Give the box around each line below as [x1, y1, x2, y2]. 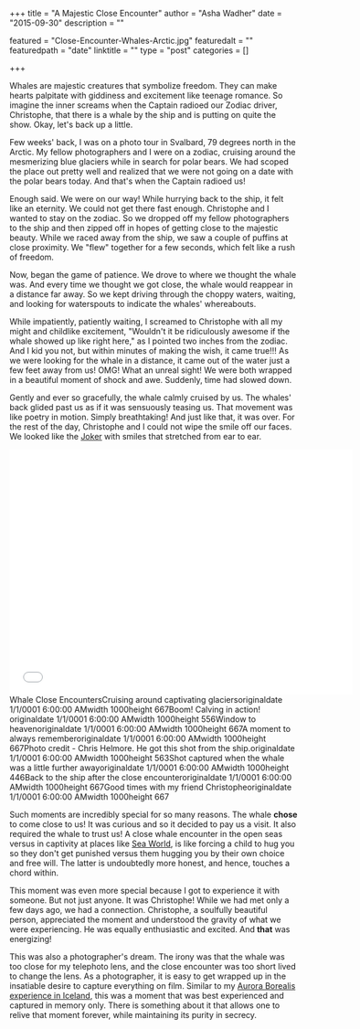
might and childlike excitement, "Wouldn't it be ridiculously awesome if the [9, 326, 291, 336]
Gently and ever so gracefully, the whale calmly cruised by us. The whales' [9, 392, 292, 403]
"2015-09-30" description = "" [9, 17, 125, 28]
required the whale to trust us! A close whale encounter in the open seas [9, 829, 283, 839]
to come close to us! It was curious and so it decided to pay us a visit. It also [9, 819, 297, 830]
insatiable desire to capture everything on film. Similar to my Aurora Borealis [9, 981, 296, 991]
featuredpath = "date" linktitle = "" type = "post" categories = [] [9, 45, 249, 56]
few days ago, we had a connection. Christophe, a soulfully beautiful [9, 905, 268, 915]
